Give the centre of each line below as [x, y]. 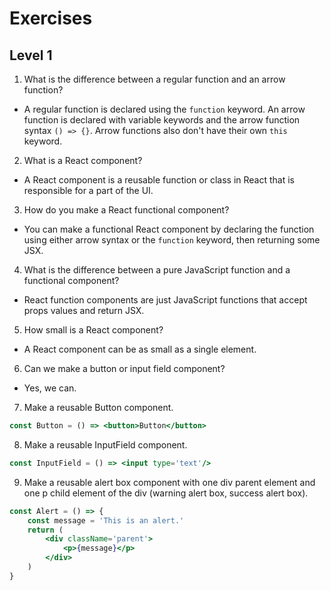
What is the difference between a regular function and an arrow [154, 79]
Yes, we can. [50, 388]
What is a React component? [83, 160]
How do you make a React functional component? [126, 210]
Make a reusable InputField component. [105, 444]
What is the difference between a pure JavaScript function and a [157, 270]
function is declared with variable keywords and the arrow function [162, 120]
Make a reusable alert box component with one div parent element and [169, 482]
